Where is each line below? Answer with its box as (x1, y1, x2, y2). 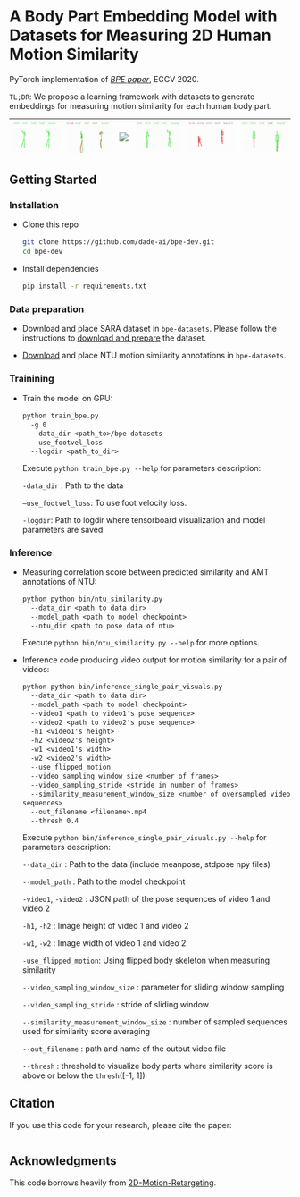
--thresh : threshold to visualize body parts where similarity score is (21, 1060, 274, 1071)
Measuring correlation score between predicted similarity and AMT (21, 566, 270, 577)
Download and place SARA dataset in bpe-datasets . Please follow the (21, 324, 277, 334)
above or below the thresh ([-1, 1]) (21, 1070, 146, 1081)
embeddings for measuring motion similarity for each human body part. (9, 100, 272, 111)
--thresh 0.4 (30, 816, 79, 825)
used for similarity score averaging (21, 1025, 150, 1036)
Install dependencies (21, 264, 100, 274)
